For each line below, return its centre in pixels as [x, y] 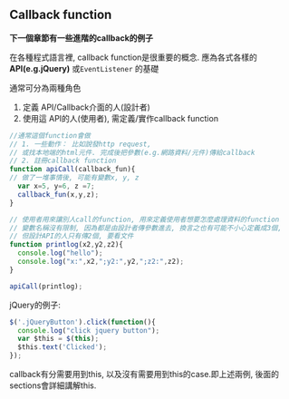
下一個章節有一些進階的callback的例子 [82, 38]
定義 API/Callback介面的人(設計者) [87, 107]
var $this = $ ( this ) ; [58, 339]
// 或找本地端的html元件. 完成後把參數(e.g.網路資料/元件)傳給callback [132, 152]
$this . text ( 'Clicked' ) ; [62, 347]
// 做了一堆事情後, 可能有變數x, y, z [74, 178]
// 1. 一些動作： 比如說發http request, [81, 144]
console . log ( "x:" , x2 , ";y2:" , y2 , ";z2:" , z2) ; [101, 262]
